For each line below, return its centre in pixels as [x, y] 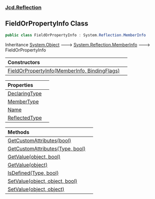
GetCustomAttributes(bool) [39, 140]
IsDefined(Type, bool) [33, 173]
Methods [19, 132]
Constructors [24, 62]
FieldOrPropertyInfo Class [47, 24]
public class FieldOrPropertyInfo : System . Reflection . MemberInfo [76, 35]
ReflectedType [25, 118]
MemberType [23, 101]
